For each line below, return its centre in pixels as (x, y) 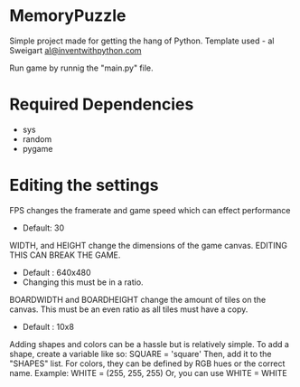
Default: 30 (43, 228)
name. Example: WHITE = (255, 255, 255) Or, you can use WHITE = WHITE (148, 373)
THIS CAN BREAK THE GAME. (65, 255)
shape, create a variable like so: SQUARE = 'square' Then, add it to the (141, 354)
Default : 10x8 (48, 326)
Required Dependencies (102, 104)
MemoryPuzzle (68, 16)
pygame (37, 148)
